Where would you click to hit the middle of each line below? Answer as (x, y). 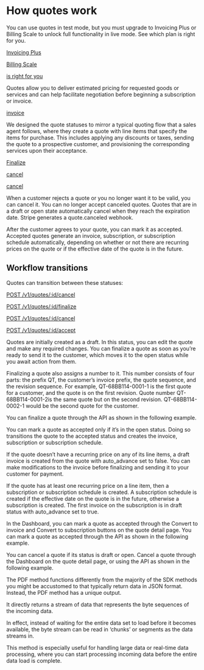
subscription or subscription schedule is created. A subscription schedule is (102, 492)
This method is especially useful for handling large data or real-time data (97, 647)
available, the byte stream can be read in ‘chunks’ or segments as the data (100, 629)
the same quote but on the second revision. (108, 399)
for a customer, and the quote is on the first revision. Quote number (91, 392)
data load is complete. (34, 660)
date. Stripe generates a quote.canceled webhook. (70, 217)
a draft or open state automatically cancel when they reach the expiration (98, 211)
